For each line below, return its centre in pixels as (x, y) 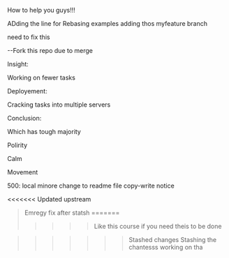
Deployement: (27, 91)
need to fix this (29, 37)
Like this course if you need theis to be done (158, 226)
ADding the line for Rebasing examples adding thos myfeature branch (108, 23)
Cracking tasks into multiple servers (59, 105)
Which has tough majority (44, 131)
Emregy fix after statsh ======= (72, 213)
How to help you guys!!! (41, 10)
